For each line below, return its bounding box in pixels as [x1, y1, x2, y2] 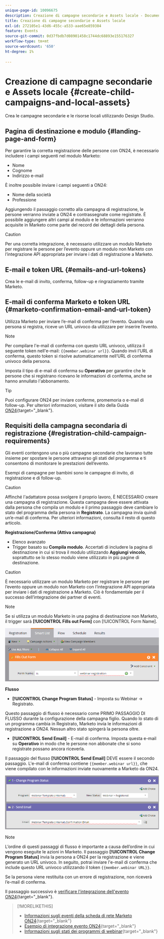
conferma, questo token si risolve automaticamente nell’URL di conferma [5, 353, 151, 359]
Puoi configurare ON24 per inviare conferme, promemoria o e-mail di [5, 397, 144, 403]
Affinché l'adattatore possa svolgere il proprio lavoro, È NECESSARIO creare [5, 494, 158, 500]
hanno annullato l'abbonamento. [5, 378, 70, 384]
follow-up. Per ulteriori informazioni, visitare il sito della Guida [5, 402, 129, 408]
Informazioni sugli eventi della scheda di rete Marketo [24, 913, 132, 919]
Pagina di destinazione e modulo [5, 127, 106, 135]
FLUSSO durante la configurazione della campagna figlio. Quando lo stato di [5, 715, 159, 721]
